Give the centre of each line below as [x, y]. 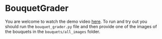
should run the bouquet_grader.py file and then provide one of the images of [81, 26]
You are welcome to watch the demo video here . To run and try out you [76, 21]
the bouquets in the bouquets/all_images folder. [53, 31]
